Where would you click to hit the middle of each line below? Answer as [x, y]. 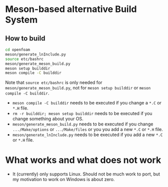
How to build [25, 38]
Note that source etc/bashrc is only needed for [54, 82]
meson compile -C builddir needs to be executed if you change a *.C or [87, 103]
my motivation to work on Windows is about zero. [64, 179]
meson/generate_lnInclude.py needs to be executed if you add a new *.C [88, 135]
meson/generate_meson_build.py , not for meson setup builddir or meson [78, 88]
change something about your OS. [48, 119]
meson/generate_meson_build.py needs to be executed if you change [83, 124]
